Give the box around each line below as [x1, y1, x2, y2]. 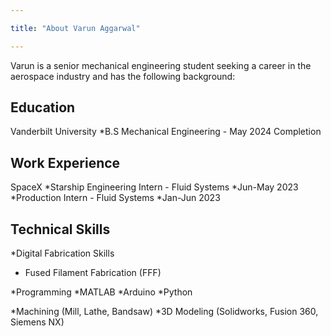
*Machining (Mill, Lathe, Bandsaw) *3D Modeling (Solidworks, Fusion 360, [10, 306, 319, 318]
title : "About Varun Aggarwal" [10, 23, 141, 33]
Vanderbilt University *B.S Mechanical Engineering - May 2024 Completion [10, 126, 322, 138]
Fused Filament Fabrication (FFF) [24, 267, 162, 279]
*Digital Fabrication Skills [10, 247, 115, 260]
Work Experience [10, 154, 121, 171]
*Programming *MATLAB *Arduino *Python [10, 286, 193, 298]
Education [10, 99, 76, 116]
